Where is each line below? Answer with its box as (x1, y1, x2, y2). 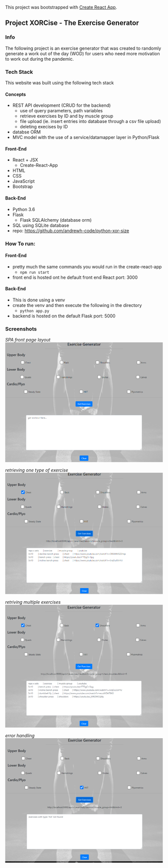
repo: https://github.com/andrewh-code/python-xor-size (12, 228, 129, 234)
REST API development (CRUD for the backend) (12, 102, 111, 108)
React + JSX (12, 157, 38, 163)
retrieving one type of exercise (5, 467, 68, 473)
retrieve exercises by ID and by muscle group (19, 113, 113, 119)
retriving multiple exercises (5, 599, 61, 605)
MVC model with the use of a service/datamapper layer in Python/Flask (12, 134, 160, 140)
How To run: (5, 240, 35, 247)
